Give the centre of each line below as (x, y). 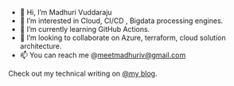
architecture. (41, 46)
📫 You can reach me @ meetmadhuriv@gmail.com (103, 55)
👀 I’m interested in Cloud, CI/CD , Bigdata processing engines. (121, 21)
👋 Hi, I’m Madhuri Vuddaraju (66, 12)
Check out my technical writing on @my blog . (83, 73)
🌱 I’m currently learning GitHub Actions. (85, 29)
